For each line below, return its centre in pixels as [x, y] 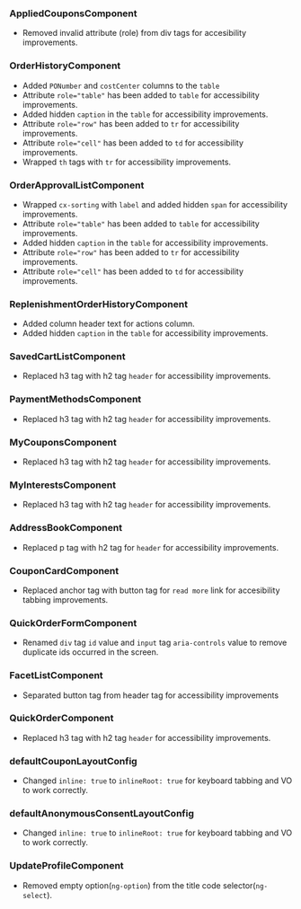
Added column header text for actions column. [108, 324]
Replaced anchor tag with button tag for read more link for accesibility [151, 590]
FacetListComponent [56, 675]
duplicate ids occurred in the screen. [90, 652]
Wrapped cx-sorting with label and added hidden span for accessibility [155, 204]
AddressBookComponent [66, 528]
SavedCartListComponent [67, 357]
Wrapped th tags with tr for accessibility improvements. [127, 162]
